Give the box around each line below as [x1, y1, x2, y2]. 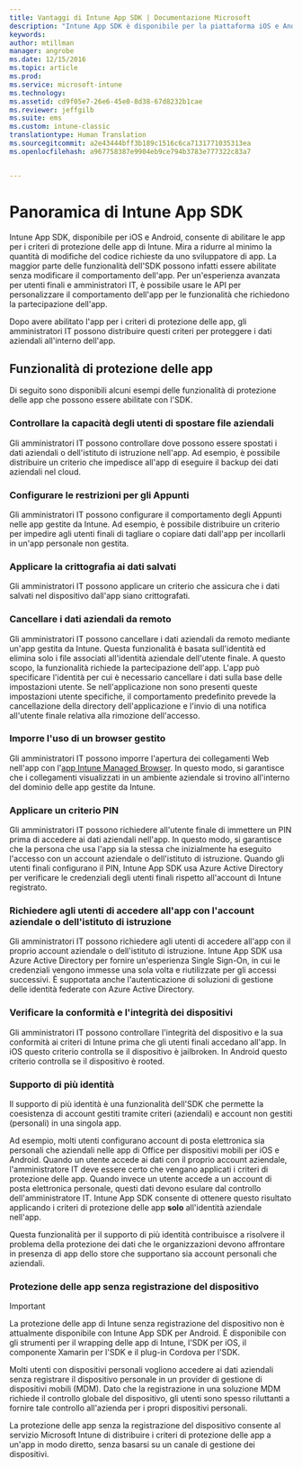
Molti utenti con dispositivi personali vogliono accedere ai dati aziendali [9, 1364, 274, 1375]
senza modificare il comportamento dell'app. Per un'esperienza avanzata [9, 269, 280, 280]
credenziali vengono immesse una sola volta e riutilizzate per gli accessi [9, 965, 277, 975]
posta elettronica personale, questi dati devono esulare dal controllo [9, 1183, 262, 1194]
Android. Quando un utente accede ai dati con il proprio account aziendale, [9, 1155, 288, 1165]
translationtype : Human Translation [9, 131, 147, 140]
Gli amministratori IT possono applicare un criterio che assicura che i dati [9, 581, 280, 592]
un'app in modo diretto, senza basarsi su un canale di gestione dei [9, 1439, 256, 1450]
